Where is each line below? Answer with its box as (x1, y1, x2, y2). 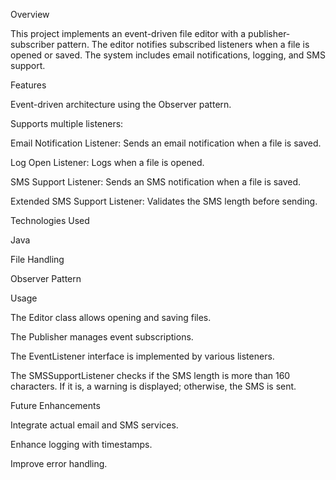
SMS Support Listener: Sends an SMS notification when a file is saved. (10, 176, 302, 188)
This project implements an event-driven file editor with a (10, 28, 247, 39)
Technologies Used (10, 215, 90, 226)
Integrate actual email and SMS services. (10, 419, 179, 431)
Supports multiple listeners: (10, 118, 124, 129)
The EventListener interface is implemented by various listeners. (10, 350, 275, 362)
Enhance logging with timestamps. (10, 439, 153, 450)
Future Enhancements (10, 400, 101, 411)
